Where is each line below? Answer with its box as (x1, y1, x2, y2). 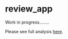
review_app (5, 3, 53, 14)
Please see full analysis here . (5, 28, 63, 34)
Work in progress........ (5, 19, 50, 25)
